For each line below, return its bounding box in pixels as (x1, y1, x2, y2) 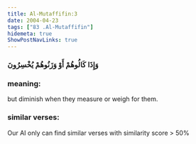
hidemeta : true (7, 30, 53, 37)
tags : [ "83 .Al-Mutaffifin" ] (7, 23, 94, 30)
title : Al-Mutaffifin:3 (7, 10, 78, 18)
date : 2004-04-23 (7, 17, 59, 24)
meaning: (7, 78, 41, 88)
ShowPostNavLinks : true (7, 37, 78, 44)
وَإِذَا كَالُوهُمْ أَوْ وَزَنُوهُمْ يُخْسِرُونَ (7, 60, 99, 70)
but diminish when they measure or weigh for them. (7, 95, 158, 103)
